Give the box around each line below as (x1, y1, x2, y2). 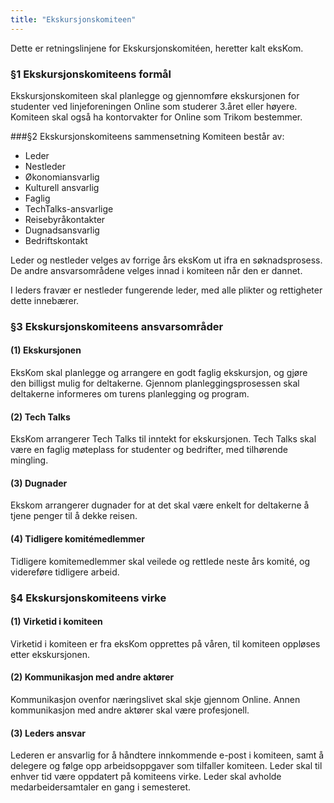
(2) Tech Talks (10, 411, 71, 423)
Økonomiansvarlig (24, 171, 100, 183)
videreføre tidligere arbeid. (10, 566, 120, 578)
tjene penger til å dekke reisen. (10, 510, 138, 522)
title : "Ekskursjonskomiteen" (10, 14, 137, 25)
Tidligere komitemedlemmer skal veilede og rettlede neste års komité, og (10, 555, 311, 567)
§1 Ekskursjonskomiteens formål (10, 67, 172, 81)
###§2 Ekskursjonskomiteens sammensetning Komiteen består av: (10, 130, 285, 142)
